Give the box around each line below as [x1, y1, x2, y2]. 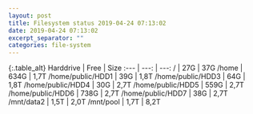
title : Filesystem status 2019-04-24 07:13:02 [8, 19, 167, 27]
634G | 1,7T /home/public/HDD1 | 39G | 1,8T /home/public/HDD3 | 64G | [8, 72, 246, 81]
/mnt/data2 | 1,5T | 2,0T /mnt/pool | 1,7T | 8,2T [8, 97, 162, 107]
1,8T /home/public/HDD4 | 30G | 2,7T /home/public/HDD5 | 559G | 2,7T [8, 81, 244, 90]
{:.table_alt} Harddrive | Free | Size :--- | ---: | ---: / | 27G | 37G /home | [8, 63, 243, 73]
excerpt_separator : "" [8, 33, 84, 42]
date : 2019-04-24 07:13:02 [8, 26, 98, 34]
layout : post [8, 11, 52, 20]
